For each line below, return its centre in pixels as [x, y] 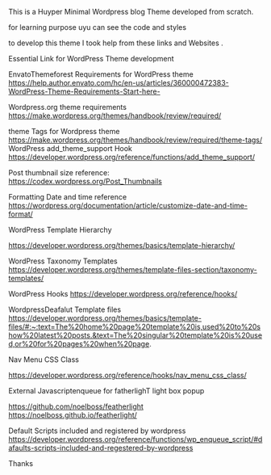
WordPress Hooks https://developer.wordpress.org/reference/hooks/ [123, 294]
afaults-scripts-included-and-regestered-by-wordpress [101, 448]
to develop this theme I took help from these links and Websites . [116, 43]
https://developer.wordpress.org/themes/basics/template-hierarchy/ [122, 245]
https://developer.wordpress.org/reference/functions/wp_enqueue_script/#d [135, 439]
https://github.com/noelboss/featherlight [76, 406]
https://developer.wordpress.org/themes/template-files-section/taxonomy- [133, 269]
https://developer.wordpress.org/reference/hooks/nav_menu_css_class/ [128, 375]
